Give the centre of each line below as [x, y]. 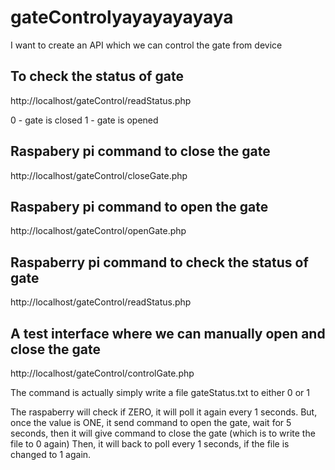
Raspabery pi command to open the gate [139, 206]
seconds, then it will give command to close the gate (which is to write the [163, 433]
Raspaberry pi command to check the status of [159, 262]
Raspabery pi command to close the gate [140, 151]
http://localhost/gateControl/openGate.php [98, 231]
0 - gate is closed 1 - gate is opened [84, 120]
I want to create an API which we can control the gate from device [146, 45]
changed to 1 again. [51, 454]
